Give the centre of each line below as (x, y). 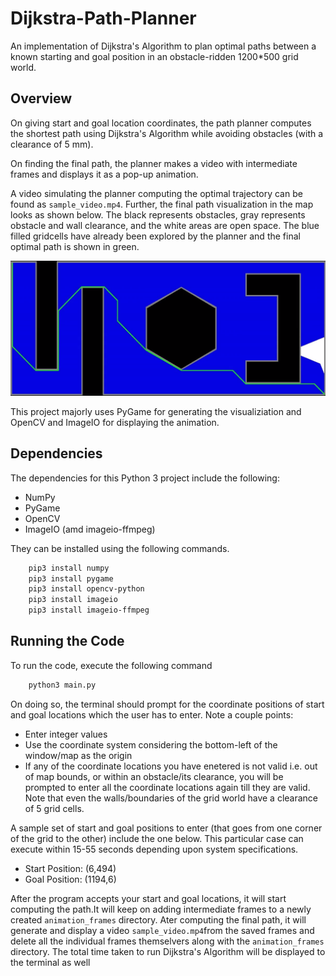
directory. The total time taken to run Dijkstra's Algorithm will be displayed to (168, 951)
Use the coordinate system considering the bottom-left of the (151, 744)
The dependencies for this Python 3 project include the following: (145, 478)
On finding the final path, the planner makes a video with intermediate (154, 163)
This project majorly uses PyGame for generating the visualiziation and (156, 411)
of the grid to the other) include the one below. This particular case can (157, 838)
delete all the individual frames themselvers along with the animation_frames (167, 941)
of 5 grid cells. (54, 808)
